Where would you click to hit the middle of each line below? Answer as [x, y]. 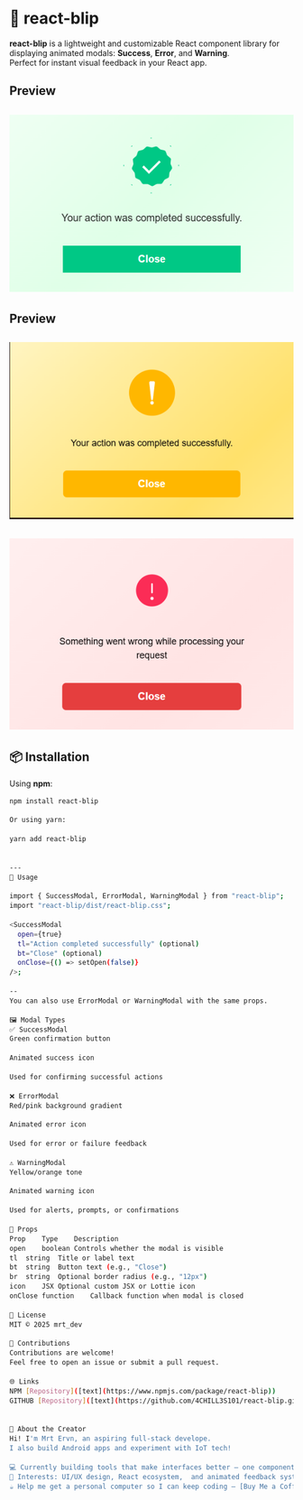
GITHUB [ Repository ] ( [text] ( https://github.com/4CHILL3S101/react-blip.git [155, 1401]
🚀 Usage [24, 877]
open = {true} [40, 934]
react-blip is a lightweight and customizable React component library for [144, 43]
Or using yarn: [38, 820]
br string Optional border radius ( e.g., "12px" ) [108, 1277]
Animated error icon [48, 1125]
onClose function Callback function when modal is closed [127, 1296]
